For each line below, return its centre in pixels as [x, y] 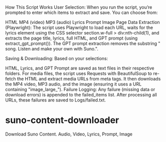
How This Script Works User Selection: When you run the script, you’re [79, 7]
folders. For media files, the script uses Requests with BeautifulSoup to [79, 73]
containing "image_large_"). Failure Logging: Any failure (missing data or [80, 89]
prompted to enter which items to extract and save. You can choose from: [81, 12]
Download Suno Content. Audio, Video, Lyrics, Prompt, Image [69, 134]
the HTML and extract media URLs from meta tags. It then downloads [89, 79]
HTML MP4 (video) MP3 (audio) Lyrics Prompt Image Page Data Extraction [82, 22]
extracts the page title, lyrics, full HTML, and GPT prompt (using [71, 38]
